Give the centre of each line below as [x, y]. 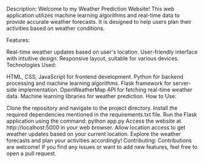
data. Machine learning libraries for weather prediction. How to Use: [91, 96]
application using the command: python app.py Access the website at [94, 121]
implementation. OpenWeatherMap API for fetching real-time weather [105, 90]
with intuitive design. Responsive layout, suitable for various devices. [93, 58]
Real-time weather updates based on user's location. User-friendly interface [102, 52]
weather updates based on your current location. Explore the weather [93, 134]
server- [182, 83]
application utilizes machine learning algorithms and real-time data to [93, 15]
